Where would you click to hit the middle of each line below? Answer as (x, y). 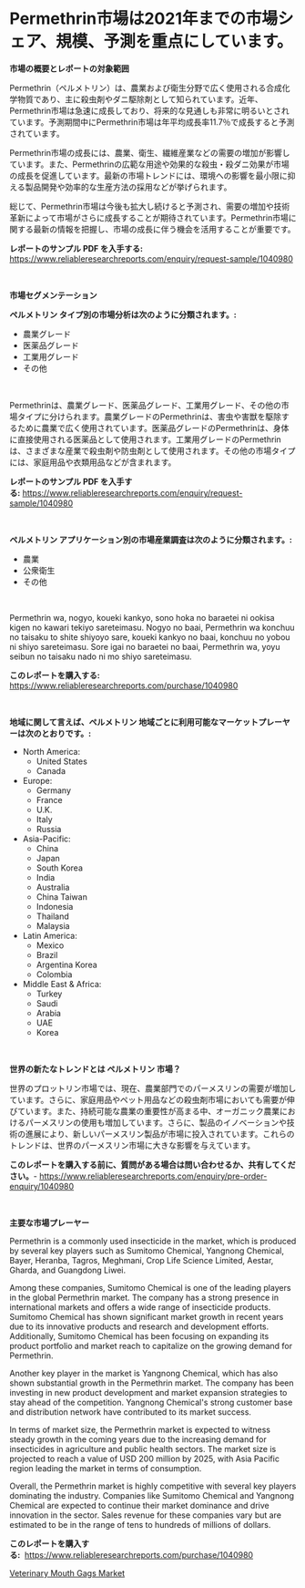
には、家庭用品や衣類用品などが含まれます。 (93, 462)
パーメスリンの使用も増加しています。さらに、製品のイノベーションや (156, 1122)
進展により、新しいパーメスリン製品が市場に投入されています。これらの (160, 1134)
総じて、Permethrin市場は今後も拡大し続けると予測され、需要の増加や (142, 206)
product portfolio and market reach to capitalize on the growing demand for (151, 1346)
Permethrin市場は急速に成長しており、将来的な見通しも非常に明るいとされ (149, 110)
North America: (51, 751)
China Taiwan (62, 897)
